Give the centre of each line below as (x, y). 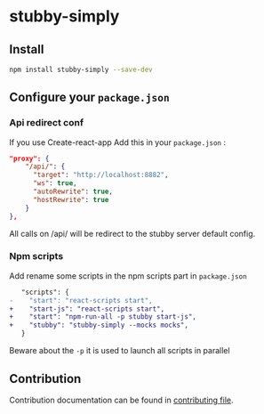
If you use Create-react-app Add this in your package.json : (118, 142)
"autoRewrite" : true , (73, 192)
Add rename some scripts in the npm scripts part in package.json (128, 276)
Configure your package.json (90, 97)
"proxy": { (29, 158)
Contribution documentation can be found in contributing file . (121, 400)
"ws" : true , (55, 183)
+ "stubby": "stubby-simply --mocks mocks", (99, 325)
